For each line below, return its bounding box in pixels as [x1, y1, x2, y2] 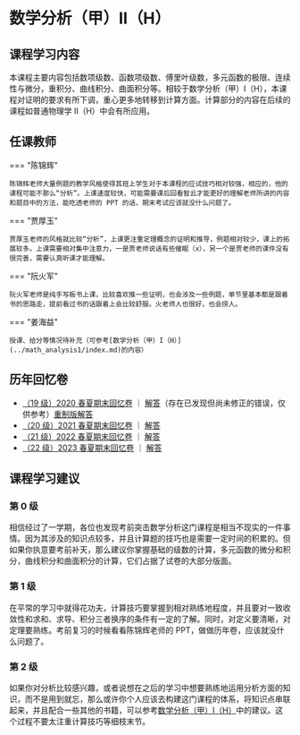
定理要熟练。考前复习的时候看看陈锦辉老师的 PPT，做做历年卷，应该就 [9, 624, 270, 636]
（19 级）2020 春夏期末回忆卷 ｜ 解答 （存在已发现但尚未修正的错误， [21, 397, 279, 408]
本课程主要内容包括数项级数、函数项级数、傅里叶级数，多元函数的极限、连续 [9, 73, 291, 82]
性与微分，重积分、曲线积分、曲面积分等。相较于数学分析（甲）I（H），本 [9, 83, 279, 94]
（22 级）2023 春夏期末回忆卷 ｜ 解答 [21, 442, 162, 453]
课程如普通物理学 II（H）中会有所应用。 [9, 106, 154, 116]
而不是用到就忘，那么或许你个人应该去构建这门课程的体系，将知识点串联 [24, 693, 291, 704]
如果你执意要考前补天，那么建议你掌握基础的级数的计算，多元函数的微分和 [9, 544, 283, 555]
